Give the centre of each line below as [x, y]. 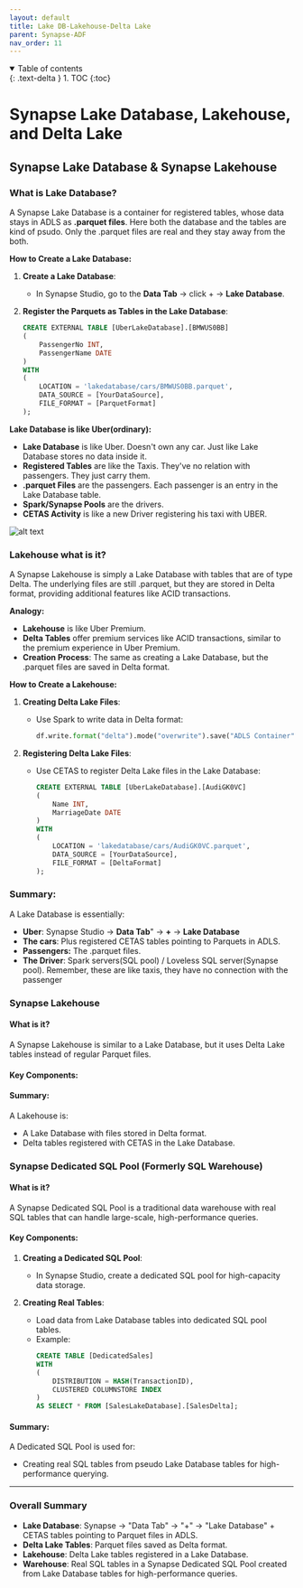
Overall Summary [48, 1506]
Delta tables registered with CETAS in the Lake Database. [129, 1143]
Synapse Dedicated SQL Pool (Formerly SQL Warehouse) [136, 1166]
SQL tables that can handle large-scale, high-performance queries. [134, 1217]
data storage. [60, 1285]
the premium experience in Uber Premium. [101, 648]
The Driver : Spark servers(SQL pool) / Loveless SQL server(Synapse [150, 960]
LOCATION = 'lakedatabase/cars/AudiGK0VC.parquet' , [151, 846]
